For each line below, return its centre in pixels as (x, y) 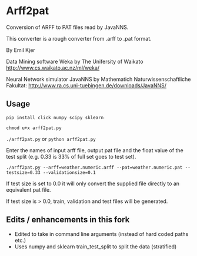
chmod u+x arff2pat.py (34, 128)
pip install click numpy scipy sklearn (55, 117)
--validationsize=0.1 (69, 172)
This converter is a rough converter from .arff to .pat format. (79, 38)
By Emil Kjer (21, 50)
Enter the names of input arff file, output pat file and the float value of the (95, 150)
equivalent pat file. (29, 189)
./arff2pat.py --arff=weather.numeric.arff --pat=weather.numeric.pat (94, 167)
